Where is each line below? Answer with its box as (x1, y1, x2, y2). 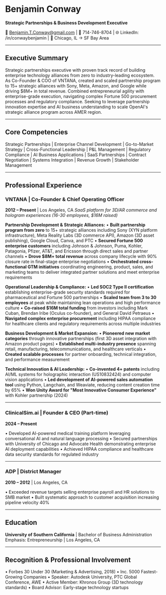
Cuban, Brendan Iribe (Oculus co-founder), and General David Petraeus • (5, 310, 155, 316)
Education (5, 518, 38, 527)
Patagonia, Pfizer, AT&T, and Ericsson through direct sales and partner (5, 248, 148, 254)
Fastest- (140, 569, 158, 575)
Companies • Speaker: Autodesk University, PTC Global (23, 574, 137, 580)
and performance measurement (5, 357, 70, 363)
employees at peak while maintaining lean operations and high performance (5, 300, 161, 306)
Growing (5, 574, 23, 580)
